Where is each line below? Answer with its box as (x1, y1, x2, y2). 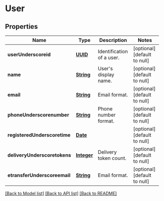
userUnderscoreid (7, 51, 51, 58)
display (97, 71, 115, 78)
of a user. (97, 54, 120, 61)
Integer (76, 152, 93, 159)
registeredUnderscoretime (7, 132, 71, 138)
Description (99, 37, 127, 43)
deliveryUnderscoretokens (7, 152, 72, 159)
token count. (97, 155, 127, 161)
